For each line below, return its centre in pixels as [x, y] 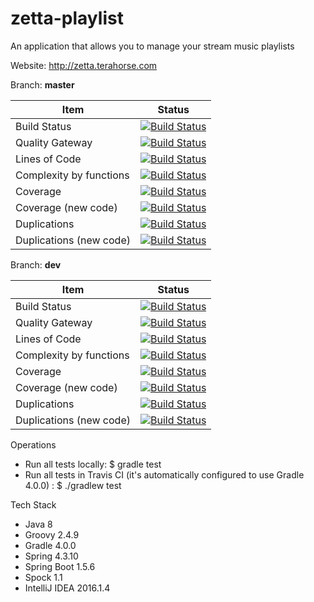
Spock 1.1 [43, 577]
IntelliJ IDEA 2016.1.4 [67, 588]
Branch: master [42, 84]
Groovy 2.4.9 [52, 534]
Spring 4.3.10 [51, 556]
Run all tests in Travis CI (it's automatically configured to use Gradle [164, 474]
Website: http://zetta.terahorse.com [84, 65]
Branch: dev [36, 264]
